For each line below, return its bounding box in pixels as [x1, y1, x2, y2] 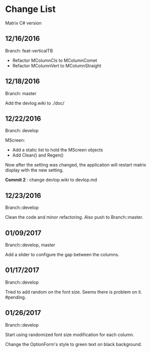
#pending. [5, 294, 26, 300]
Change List [5, 3, 56, 15]
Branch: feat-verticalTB [5, 47, 53, 53]
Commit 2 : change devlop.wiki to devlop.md [5, 177, 97, 183]
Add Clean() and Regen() [12, 152, 64, 158]
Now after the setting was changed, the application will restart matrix [5, 162, 147, 168]
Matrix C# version [5, 20, 42, 26]
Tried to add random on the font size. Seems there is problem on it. [5, 289, 143, 295]
